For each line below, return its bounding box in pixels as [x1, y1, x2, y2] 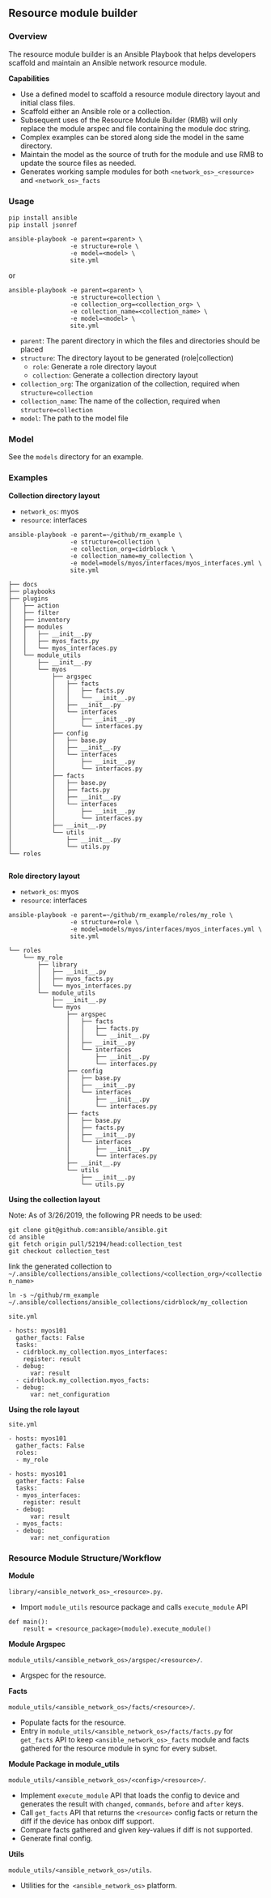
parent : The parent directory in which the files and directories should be [19, 335, 260, 345]
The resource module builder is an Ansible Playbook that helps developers [8, 49, 256, 59]
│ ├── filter [8, 608, 60, 616]
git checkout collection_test [8, 1247, 111, 1255]
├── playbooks [8, 587, 57, 595]
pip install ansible [8, 214, 78, 222]
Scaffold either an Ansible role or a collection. [19, 106, 172, 116]
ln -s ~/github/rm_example [8, 1291, 100, 1299]
